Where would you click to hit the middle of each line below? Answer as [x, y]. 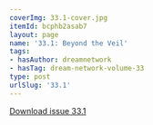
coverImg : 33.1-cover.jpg [58, 18]
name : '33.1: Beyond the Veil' [69, 43]
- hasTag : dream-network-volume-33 [77, 69]
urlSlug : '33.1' [40, 85]
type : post [30, 77]
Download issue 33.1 [48, 111]
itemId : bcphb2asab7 [49, 26]
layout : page [34, 34]
